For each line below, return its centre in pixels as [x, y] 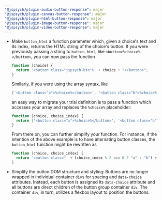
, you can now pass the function [63, 57]
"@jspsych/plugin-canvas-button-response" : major [56, 14]
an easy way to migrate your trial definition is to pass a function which [81, 102]
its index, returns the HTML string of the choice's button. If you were [80, 46]
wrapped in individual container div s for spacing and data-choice [77, 177]
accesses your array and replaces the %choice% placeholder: [71, 107]
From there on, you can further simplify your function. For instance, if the [84, 134]
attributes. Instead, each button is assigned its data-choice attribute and [83, 182]
